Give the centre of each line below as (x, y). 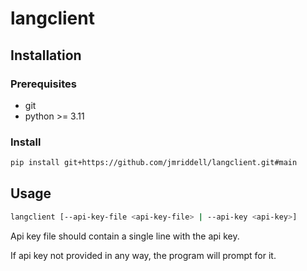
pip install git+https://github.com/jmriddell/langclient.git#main (154, 163)
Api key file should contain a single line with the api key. (125, 236)
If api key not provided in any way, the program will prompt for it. (143, 255)
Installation (46, 55)
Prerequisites (43, 84)
